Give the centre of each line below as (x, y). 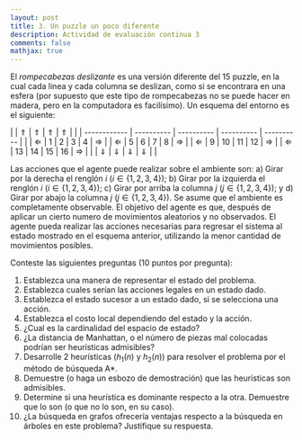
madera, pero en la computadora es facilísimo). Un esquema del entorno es (150, 105)
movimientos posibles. (52, 246)
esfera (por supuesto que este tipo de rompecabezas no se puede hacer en (150, 96)
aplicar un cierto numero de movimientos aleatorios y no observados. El (143, 217)
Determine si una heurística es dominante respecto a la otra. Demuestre (156, 397)
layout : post (35, 18)
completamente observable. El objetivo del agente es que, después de (141, 207)
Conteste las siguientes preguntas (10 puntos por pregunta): (121, 263)
